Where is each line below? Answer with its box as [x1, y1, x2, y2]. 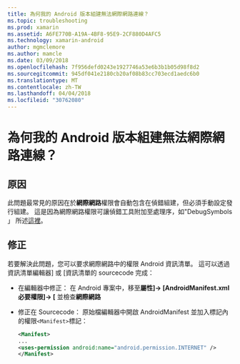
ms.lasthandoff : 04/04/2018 [7, 90, 91, 97]
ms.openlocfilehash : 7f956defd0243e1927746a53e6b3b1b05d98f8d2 [7, 64, 200, 71]
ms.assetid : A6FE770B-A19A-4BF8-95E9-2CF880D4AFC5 [7, 30, 161, 38]
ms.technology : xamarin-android [7, 37, 104, 44]
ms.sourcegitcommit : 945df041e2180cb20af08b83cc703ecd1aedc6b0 [7, 70, 200, 77]
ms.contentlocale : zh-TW [7, 84, 81, 91]
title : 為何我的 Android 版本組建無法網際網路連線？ [7, 10, 149, 18]
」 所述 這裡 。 [7, 216, 47, 225]
